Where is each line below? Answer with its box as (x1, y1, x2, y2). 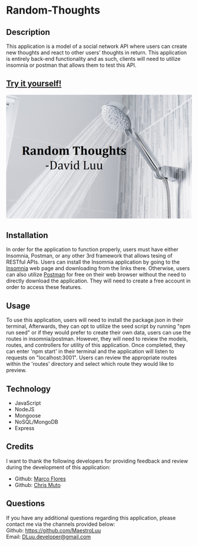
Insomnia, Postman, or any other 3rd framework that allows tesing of (6, 252, 173, 259)
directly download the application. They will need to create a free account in (6, 277, 191, 284)
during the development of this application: (6, 463, 111, 470)
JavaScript (14, 399, 41, 407)
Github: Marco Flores (14, 475, 66, 482)
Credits (6, 441, 34, 452)
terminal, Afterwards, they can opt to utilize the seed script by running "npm (6, 323, 191, 330)
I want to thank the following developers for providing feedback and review (6, 457, 189, 464)
